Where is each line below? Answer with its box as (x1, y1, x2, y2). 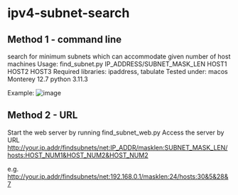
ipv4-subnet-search (7, 5, 130, 21)
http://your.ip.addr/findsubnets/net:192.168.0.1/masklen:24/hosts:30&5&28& (7, 172, 229, 181)
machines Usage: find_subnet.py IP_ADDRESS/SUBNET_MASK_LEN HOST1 (7, 60, 227, 68)
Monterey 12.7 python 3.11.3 (7, 75, 89, 83)
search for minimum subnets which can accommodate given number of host (7, 52, 231, 60)
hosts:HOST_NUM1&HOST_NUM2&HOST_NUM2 (7, 151, 148, 159)
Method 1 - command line (7, 33, 122, 46)
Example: (7, 89, 35, 97)
